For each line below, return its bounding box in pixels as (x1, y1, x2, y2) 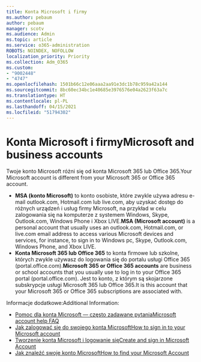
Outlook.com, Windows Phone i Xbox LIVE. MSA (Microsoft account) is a (14, 217, 196, 225)
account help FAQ (14, 318, 59, 325)
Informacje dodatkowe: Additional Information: (6, 300, 119, 307)
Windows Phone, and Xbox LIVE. (14, 243, 96, 250)
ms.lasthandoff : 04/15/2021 (6, 103, 77, 110)
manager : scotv (6, 25, 44, 32)
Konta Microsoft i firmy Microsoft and (6, 135, 194, 149)
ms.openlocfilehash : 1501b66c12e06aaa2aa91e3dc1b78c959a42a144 (6, 82, 168, 88)
